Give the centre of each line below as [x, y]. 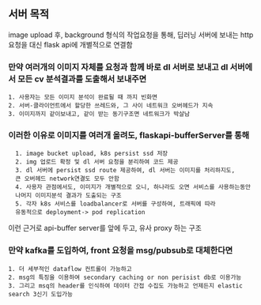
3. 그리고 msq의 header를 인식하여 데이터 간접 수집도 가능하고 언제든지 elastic [125, 286]
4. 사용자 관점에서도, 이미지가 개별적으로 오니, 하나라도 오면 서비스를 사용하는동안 [133, 187]
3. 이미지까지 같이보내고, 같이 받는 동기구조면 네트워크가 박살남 [99, 114]
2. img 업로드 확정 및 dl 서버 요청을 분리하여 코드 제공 [97, 162]
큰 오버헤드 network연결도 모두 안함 [68, 179]
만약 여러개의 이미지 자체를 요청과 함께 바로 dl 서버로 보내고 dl [118, 67]
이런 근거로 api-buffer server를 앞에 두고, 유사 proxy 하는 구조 [105, 228]
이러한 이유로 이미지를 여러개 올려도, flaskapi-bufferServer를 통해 [129, 135]
